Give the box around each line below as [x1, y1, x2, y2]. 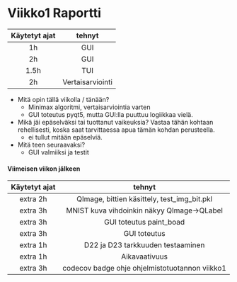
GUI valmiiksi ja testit [28, 147, 90, 157]
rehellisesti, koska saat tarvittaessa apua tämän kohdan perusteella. [17, 125, 216, 134]
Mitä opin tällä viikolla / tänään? [17, 95, 110, 103]
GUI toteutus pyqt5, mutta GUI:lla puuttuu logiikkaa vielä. [28, 110, 193, 118]
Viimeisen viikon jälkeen [7, 164, 81, 173]
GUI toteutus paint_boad [103, 218, 185, 227]
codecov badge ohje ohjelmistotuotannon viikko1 [62, 264, 226, 273]
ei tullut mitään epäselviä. [28, 132, 103, 141]
